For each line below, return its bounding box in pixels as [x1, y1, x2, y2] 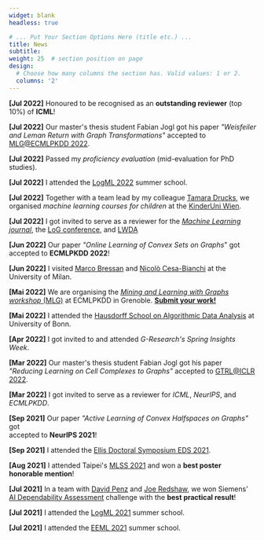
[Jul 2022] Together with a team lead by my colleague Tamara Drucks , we [9, 193, 250, 202]
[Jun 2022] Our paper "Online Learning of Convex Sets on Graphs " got [9, 240, 240, 249]
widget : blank [9, 11, 56, 20]
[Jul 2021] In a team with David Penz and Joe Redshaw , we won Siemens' [9, 484, 248, 494]
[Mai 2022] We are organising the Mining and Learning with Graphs [9, 287, 229, 296]
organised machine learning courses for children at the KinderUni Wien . [9, 201, 242, 211]
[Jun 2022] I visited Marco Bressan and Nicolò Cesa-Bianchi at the [9, 263, 226, 273]
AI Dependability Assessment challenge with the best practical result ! [9, 492, 236, 501]
